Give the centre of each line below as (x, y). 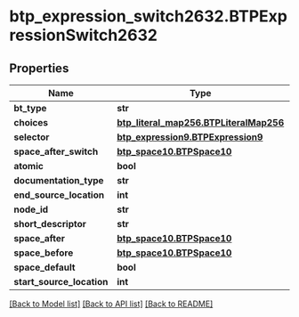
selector (32, 137)
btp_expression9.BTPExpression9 (190, 137)
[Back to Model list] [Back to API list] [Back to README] (111, 304)
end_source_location (59, 195)
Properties (39, 68)
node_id (31, 209)
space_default (44, 267)
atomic (29, 166)
